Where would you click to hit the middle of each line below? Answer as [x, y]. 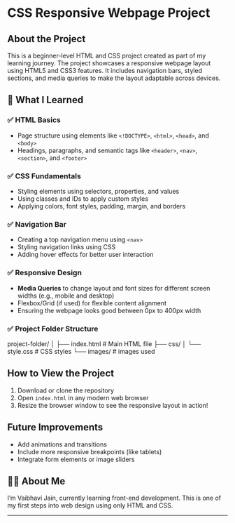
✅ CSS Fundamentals [44, 176]
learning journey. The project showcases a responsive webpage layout [109, 63]
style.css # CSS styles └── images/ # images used [81, 351]
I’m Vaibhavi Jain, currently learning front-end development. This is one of [114, 498]
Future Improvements [55, 427]
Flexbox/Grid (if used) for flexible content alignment [92, 303]
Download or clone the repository [65, 390]
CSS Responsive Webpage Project [109, 13]
